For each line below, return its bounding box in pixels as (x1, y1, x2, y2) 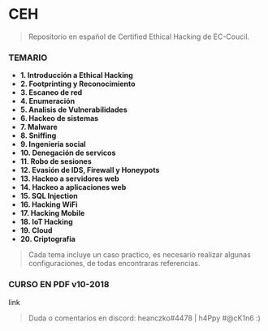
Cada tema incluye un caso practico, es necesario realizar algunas (28, 250, 252, 260)
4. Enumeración (19, 97, 76, 106)
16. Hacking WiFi (19, 200, 79, 209)
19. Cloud (19, 226, 53, 235)
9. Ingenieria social (19, 140, 87, 149)
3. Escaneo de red (19, 88, 83, 97)
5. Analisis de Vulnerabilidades (19, 105, 128, 114)
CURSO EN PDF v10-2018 (8, 279, 110, 290)
